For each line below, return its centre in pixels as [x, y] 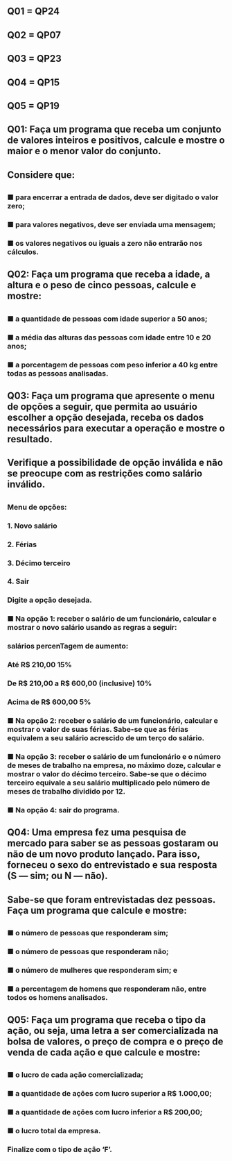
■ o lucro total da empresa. [54, 1131]
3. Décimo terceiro [39, 563]
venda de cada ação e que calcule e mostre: [104, 1052]
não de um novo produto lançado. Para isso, [104, 854]
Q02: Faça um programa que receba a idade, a [109, 275]
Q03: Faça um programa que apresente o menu [111, 395]
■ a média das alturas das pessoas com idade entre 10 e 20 [109, 337]
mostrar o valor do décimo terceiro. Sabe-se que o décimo [107, 774]
